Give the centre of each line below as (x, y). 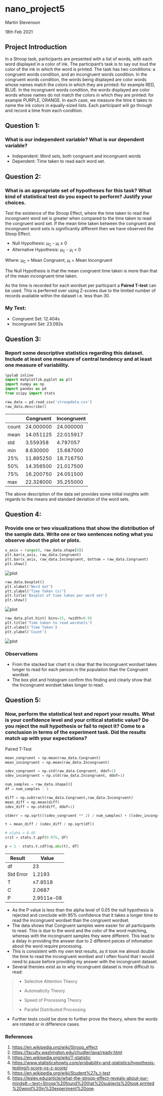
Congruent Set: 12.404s (36, 319)
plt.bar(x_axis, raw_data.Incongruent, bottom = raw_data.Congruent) (77, 560)
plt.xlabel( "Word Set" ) (29, 586)
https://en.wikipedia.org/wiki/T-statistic (51, 1058)
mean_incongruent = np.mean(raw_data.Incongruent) (57, 762)
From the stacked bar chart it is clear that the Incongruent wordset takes (84, 664)
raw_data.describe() (26, 407)
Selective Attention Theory (51, 981)
